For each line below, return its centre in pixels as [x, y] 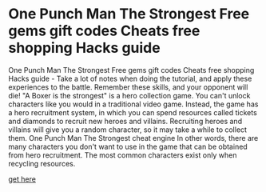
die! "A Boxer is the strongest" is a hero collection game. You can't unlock [129, 95]
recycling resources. [42, 163]
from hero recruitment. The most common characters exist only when [123, 155]
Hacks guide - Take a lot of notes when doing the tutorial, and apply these [130, 78]
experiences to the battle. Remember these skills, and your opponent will [128, 87]
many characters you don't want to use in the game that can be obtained [128, 146]
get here [22, 179]
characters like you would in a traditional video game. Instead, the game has [133, 104]
